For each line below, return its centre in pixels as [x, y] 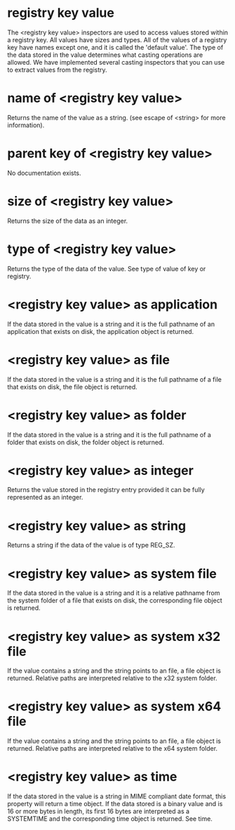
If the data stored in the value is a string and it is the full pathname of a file [115, 379]
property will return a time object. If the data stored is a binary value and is [115, 804]
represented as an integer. [45, 498]
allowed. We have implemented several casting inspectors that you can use [116, 62]
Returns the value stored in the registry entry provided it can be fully [106, 490]
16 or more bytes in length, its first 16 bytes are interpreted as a [99, 811]
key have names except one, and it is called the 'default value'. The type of [115, 47]
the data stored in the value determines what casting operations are [105, 55]
